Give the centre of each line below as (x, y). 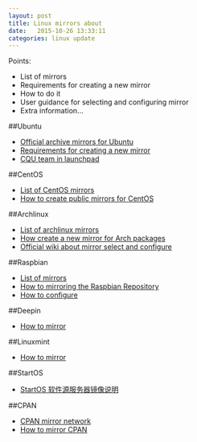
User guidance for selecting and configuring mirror (104, 102)
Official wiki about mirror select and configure (96, 247)
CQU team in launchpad (60, 159)
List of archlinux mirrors (59, 230)
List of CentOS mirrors (57, 190)
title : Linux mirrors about (55, 23)
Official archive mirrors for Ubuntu (77, 142)
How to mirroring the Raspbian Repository (89, 287)
